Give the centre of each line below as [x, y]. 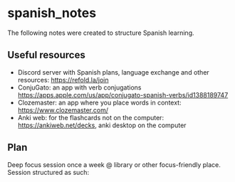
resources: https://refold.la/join [63, 80]
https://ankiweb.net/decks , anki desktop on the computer [102, 125]
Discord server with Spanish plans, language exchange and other [114, 72]
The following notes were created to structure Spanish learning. [101, 33]
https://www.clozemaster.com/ [63, 110]
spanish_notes [52, 13]
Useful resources [46, 55]
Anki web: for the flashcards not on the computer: [91, 117]
